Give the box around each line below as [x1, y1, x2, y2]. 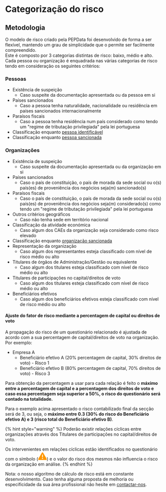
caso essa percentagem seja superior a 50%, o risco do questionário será [5, 390, 161, 397]
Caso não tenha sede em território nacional [19, 216, 108, 222]
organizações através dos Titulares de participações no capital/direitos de [5, 431, 158, 437]
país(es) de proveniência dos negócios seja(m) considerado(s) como [19, 200, 161, 206]
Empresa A [12, 349, 35, 355]
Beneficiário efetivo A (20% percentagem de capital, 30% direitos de [19, 354, 162, 360]
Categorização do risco [5, 3, 104, 15]
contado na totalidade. [5, 396, 53, 402]
